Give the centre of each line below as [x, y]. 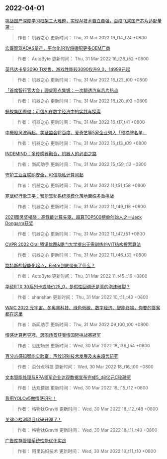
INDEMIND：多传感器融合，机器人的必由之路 [51, 153]
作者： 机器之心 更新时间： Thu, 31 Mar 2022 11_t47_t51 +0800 [81, 233]
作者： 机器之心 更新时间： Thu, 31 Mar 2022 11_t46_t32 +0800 [82, 255]
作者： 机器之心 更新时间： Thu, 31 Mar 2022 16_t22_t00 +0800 [83, 79]
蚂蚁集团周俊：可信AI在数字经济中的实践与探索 [53, 111]
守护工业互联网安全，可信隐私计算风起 [44, 175]
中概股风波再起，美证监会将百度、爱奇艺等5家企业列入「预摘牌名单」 [76, 132]
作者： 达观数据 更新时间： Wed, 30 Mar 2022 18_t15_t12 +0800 [83, 387]
